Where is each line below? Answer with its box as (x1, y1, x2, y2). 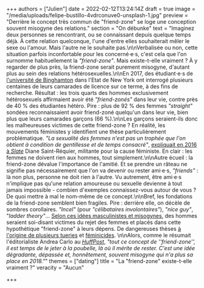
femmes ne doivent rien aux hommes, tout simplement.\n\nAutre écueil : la (6, 154, 194, 161)
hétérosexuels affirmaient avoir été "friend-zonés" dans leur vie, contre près (6, 96, 198, 103)
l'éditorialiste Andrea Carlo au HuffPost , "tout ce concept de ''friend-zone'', (6, 238, 196, 245)
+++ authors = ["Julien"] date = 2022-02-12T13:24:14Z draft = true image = (6, 5, 196, 12)
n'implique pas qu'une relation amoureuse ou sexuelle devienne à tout (6, 180, 183, 187)
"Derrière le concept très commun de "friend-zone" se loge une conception (6, 18, 197, 25)
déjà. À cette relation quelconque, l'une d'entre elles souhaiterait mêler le (6, 38, 190, 44)
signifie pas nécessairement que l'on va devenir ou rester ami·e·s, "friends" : (6, 167, 199, 174)
